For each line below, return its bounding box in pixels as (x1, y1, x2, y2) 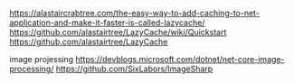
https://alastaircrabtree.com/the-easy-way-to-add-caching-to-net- (9, 8, 261, 18)
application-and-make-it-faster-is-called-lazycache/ (9, 17, 205, 28)
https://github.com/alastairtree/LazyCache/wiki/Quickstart (9, 27, 227, 37)
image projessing (9, 54, 74, 64)
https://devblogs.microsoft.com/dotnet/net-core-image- (75, 54, 285, 64)
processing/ (9, 63, 54, 74)
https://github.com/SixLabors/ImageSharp (55, 63, 213, 74)
